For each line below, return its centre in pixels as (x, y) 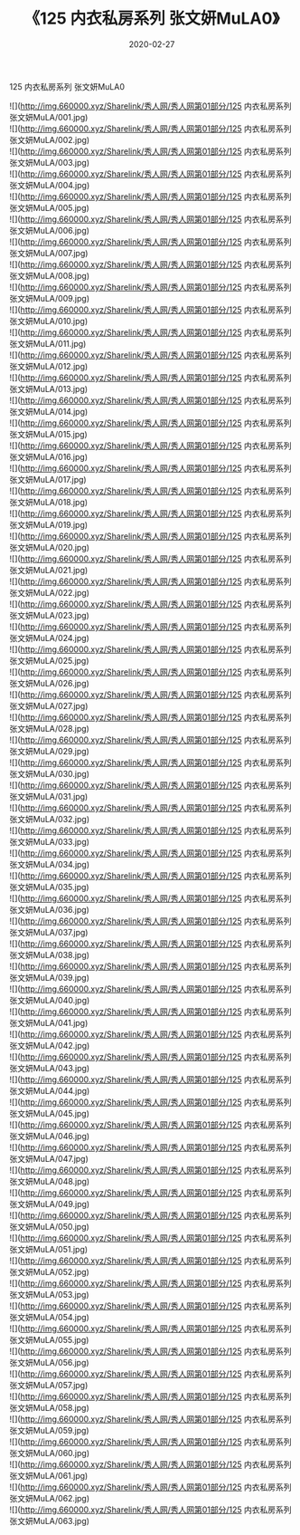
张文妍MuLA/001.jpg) (49, 117)
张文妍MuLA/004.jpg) (50, 185)
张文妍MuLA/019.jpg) (49, 524)
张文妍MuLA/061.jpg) (49, 1475)
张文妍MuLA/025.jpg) (49, 660)
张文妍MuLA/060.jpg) (50, 1453)
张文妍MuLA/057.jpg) (49, 1385)
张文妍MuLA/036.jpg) (50, 909)
